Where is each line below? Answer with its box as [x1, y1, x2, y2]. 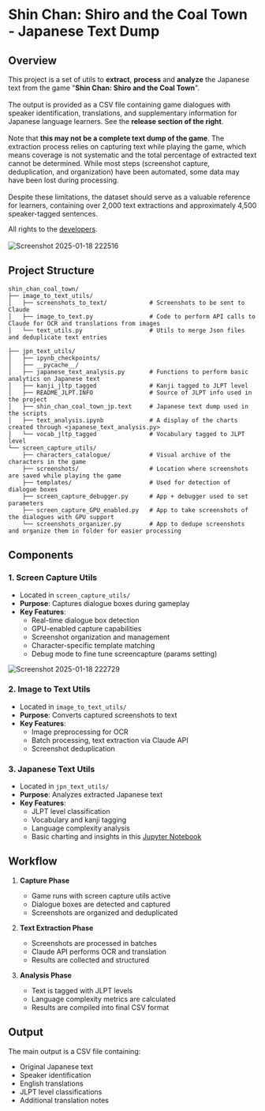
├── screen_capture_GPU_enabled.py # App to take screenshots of [22, 506, 248, 514]
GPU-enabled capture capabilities [31, 623, 142, 633]
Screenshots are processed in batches [31, 938, 158, 947]
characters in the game [8, 458, 87, 465]
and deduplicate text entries [8, 333, 108, 341]
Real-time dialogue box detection [31, 615, 140, 625]
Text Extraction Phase [19, 923, 94, 932]
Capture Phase [19, 876, 70, 885]
